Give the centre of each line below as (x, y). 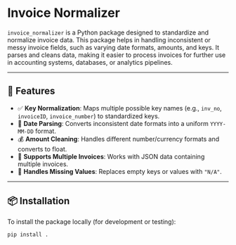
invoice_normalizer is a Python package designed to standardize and (108, 32)
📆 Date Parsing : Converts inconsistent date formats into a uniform (113, 123)
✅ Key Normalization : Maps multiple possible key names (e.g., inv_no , (120, 108)
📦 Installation (39, 201)
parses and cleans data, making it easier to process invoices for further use (117, 55)
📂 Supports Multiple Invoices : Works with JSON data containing (111, 156)
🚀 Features (31, 91)
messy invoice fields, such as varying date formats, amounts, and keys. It (113, 47)
